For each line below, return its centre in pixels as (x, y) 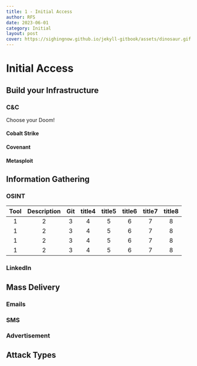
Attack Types (31, 355)
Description (44, 211)
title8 (171, 211)
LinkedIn (19, 268)
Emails (16, 304)
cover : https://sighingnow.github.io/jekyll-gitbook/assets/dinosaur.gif (99, 39)
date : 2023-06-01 (27, 23)
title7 (150, 211)
